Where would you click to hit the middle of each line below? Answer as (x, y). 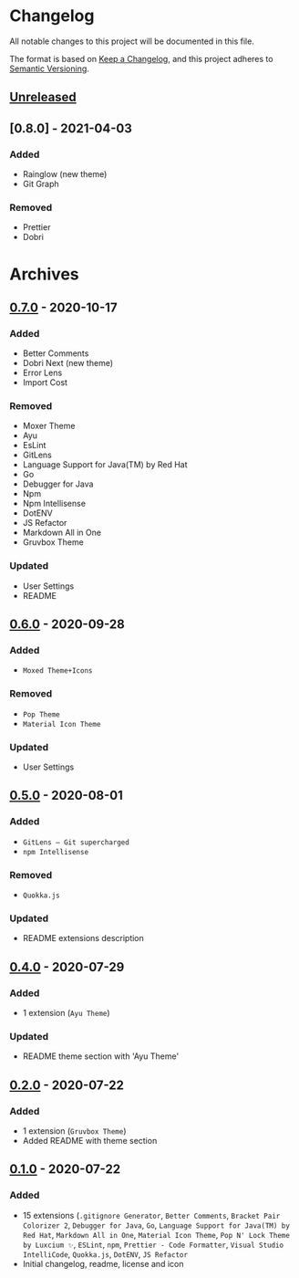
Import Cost (45, 382)
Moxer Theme (49, 426)
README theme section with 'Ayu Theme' (101, 1056)
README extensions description (83, 938)
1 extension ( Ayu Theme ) (67, 1013)
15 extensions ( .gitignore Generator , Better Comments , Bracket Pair (151, 1215)
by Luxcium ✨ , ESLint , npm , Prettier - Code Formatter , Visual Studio (153, 1244)
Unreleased (43, 97)
